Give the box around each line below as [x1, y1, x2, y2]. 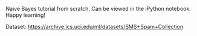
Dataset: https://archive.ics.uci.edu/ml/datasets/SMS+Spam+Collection [5, 23, 184, 30]
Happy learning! [5, 11, 46, 19]
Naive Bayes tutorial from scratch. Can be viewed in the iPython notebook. [5, 5, 191, 12]
